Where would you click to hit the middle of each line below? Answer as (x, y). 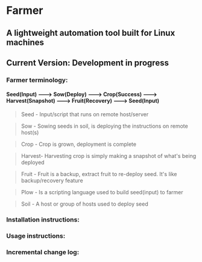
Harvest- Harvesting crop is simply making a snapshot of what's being (109, 156)
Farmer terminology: (37, 80)
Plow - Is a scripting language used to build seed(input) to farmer (102, 192)
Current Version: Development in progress (87, 63)
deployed (33, 162)
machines (25, 42)
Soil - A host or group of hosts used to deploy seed (85, 204)
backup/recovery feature (52, 181)
